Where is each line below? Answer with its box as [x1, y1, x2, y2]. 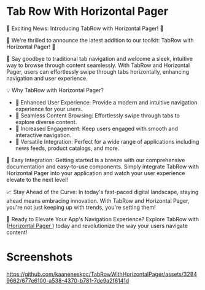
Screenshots [6, 250, 73, 264]
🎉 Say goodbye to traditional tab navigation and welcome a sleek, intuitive [6, 55, 193, 62]
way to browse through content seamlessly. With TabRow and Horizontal [6, 61, 190, 69]
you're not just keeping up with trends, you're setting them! [6, 203, 157, 211]
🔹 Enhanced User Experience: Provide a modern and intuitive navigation [15, 98, 198, 106]
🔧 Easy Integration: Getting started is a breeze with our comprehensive [6, 156, 185, 163]
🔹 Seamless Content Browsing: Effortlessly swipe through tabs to [15, 112, 180, 119]
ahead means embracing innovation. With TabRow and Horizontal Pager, [6, 197, 190, 204]
